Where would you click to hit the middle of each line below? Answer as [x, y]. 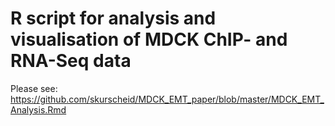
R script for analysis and [113, 18]
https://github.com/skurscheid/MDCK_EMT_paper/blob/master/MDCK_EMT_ [167, 99]
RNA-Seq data [71, 61]
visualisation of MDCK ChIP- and [149, 39]
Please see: [34, 88]
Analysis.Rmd [38, 109]
